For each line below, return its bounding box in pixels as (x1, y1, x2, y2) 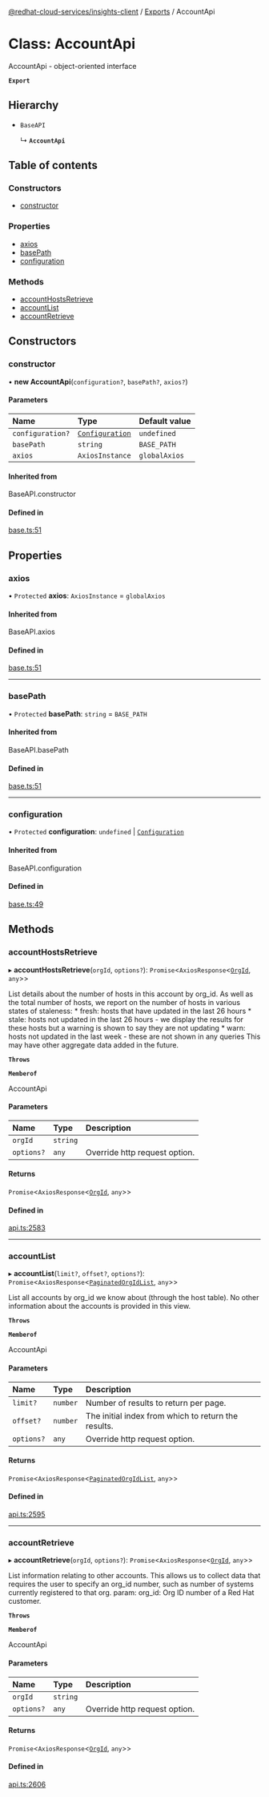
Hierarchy (8, 99, 59, 112)
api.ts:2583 (8, 1223, 46, 1233)
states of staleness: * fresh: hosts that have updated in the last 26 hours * (8, 1006, 252, 1016)
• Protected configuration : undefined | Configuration (8, 827, 184, 837)
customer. (8, 1597, 42, 1606)
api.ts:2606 (8, 1779, 46, 1789)
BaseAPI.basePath (8, 745, 70, 754)
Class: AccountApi (8, 35, 136, 53)
